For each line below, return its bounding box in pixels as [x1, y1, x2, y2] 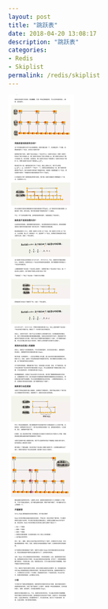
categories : [8, 46, 47, 55]
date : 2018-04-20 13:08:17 [8, 29, 97, 37]
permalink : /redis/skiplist [8, 71, 101, 79]
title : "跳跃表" [8, 21, 58, 29]
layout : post [8, 13, 51, 21]
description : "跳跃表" [8, 38, 80, 46]
